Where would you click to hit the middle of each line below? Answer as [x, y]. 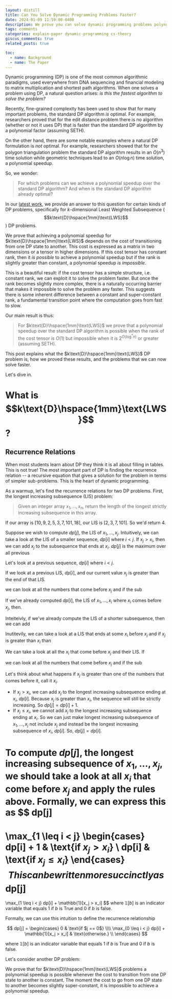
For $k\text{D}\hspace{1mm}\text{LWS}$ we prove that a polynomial [90, 326]
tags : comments [21, 29]
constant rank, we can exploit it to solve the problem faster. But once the [82, 279]
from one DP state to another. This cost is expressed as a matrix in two [80, 247]
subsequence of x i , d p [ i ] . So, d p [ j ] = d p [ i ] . [57, 731]
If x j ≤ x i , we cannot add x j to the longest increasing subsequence [82, 711]
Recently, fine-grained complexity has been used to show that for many [81, 109]
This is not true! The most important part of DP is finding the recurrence [81, 470]
